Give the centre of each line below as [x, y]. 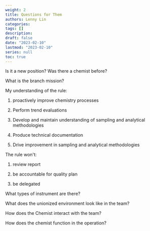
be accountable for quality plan [45, 174]
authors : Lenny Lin [26, 19]
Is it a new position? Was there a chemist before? [56, 71]
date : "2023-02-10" [26, 43]
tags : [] [14, 29]
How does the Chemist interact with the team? [54, 213]
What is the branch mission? [35, 81]
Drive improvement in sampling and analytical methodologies [76, 145]
